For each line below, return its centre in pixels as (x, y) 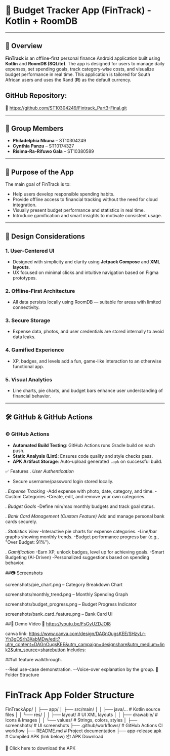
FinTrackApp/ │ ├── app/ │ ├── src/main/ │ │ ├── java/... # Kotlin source (83, 709)
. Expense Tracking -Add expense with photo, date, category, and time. (79, 491)
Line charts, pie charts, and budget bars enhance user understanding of (88, 391)
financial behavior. (32, 396)
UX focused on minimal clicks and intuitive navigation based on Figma (86, 272)
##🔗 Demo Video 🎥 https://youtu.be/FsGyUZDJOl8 (58, 624)
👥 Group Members (35, 128)
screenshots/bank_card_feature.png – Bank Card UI (59, 614)
